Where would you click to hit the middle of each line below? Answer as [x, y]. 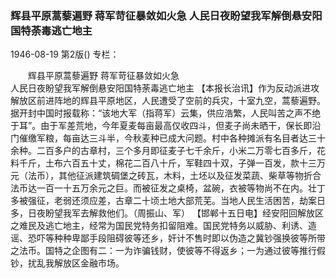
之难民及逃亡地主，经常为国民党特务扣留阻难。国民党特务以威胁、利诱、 [159, 226]
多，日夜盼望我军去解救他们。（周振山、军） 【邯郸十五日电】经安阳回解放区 [167, 213]
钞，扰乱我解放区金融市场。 [67, 263]
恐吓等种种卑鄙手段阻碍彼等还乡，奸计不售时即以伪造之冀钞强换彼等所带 [176, 238]
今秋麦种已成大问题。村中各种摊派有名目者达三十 [224, 138]
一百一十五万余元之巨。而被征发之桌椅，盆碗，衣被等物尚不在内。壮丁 [181, 188]
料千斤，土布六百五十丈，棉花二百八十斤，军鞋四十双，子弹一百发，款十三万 [168, 163]
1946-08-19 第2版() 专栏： [65, 54]
